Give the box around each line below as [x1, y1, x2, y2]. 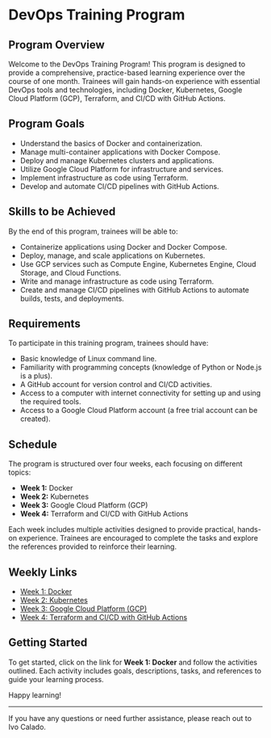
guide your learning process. [8, 674, 104, 684]
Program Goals [8, 117, 85, 131]
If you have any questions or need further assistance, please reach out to [8, 713, 252, 723]
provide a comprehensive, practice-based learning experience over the [8, 68, 246, 78]
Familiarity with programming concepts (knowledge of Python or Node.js [19, 362, 262, 373]
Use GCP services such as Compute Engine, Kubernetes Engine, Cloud [19, 259, 256, 268]
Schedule [8, 437, 58, 451]
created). [19, 414, 51, 424]
